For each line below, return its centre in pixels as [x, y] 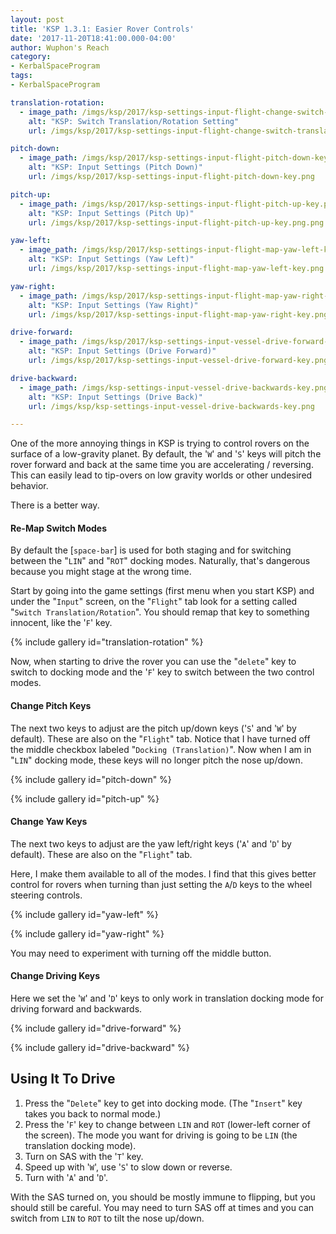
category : [31, 57]
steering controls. [46, 895]
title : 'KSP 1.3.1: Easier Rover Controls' [102, 29]
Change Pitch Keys [51, 706]
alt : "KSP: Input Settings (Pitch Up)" [111, 213]
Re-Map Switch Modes [58, 528]
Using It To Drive [63, 1079]
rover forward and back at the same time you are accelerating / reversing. [162, 465]
